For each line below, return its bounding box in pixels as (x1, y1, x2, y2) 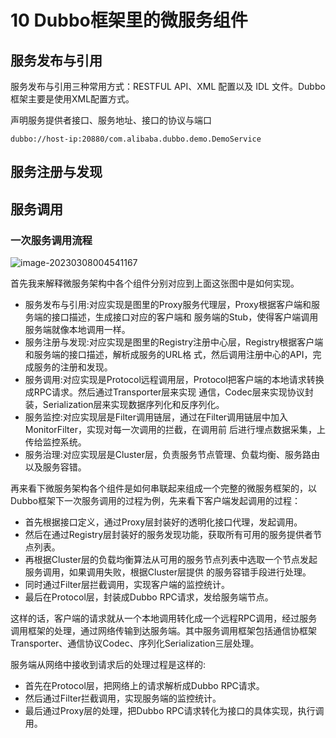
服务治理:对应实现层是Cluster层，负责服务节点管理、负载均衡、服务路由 (24, 449, 320, 461)
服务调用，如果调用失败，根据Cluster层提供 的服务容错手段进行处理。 (24, 566, 312, 578)
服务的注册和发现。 (33, 361, 113, 373)
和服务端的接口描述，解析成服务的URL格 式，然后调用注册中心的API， (24, 349, 313, 361)
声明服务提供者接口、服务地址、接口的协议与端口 (10, 114, 212, 126)
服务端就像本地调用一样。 (24, 324, 131, 336)
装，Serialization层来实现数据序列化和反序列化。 (24, 399, 225, 411)
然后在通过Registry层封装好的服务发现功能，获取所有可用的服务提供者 (24, 529, 314, 541)
